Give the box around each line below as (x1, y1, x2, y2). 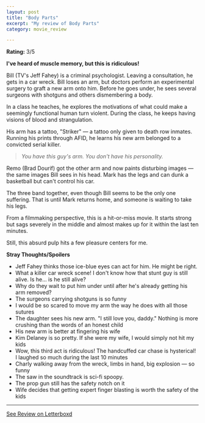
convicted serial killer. (6, 141, 61, 149)
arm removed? (15, 289, 52, 296)
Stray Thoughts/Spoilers (6, 251, 70, 259)
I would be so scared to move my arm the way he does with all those (15, 302, 188, 309)
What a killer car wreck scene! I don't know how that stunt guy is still (15, 270, 188, 277)
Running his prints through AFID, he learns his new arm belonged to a (6, 134, 181, 142)
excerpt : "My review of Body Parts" (6, 20, 99, 26)
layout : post (6, 9, 40, 15)
